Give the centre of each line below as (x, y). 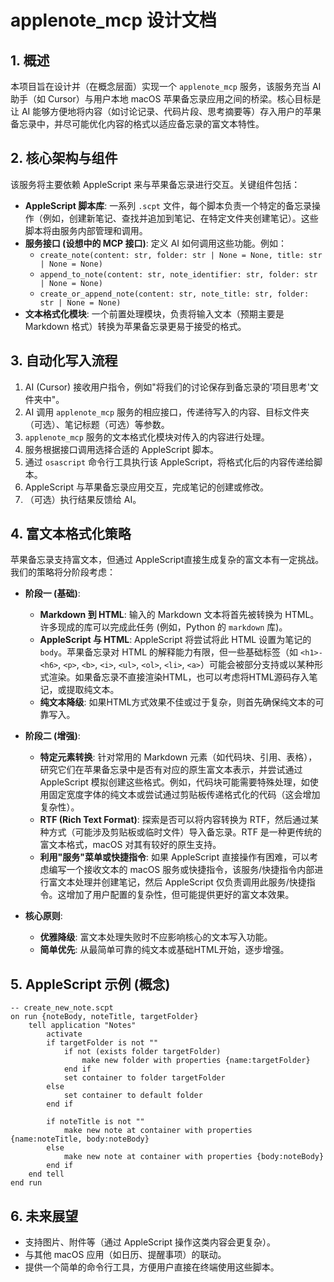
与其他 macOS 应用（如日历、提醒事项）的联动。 (125, 1255)
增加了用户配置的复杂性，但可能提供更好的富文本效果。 (180, 895)
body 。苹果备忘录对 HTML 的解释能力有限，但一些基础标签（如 (169, 652)
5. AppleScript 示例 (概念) (90, 984)
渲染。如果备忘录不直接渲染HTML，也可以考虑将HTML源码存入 (179, 677)
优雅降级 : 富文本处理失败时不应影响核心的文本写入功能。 (156, 937)
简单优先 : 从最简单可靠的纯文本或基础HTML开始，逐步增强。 (164, 950)
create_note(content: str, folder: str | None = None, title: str (181, 255)
